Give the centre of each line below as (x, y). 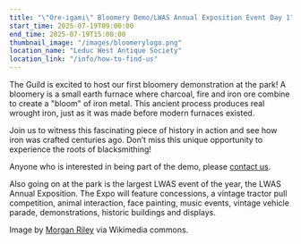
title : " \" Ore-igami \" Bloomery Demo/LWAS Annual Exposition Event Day (146, 17)
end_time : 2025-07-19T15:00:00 (68, 34)
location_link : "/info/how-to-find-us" (84, 59)
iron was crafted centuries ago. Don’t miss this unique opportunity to (136, 140)
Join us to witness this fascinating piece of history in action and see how (143, 130)
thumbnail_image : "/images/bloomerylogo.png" (95, 42)
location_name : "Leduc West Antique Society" (95, 51)
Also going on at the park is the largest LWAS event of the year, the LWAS (146, 184)
